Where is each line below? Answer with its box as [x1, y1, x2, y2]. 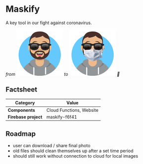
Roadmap [5, 130, 36, 138]
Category [15, 100, 35, 106]
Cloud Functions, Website [47, 107, 98, 113]
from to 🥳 [5, 71, 120, 77]
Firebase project [7, 114, 43, 120]
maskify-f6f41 [47, 114, 77, 120]
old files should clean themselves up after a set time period [12, 148, 134, 154]
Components [7, 107, 35, 113]
